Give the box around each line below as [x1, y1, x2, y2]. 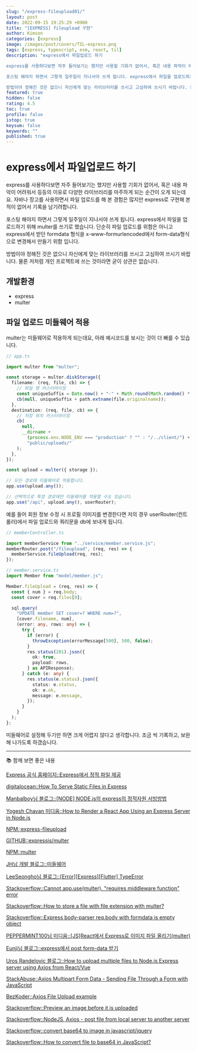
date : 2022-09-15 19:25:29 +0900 [6, 19, 88, 25]
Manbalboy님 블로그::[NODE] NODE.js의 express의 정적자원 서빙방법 [6, 795, 167, 802]
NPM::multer [6, 848, 37, 855]
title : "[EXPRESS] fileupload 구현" [6, 25, 93, 31]
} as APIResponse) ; [27, 666, 75, 671]
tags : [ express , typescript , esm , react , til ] [6, 47, 122, 53]
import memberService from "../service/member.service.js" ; [6, 540, 157, 546]
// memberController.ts [6, 530, 64, 536]
